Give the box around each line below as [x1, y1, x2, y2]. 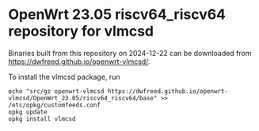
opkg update [8, 108, 48, 116]
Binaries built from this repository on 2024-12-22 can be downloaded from [8, 48, 252, 58]
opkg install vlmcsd [8, 114, 77, 123]
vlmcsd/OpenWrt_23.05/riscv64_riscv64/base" [8, 94, 158, 102]
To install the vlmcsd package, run [8, 72, 120, 81]
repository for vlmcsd [8, 22, 154, 40]
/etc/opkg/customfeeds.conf [8, 101, 101, 109]
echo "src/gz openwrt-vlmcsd [8, 87, 105, 95]
